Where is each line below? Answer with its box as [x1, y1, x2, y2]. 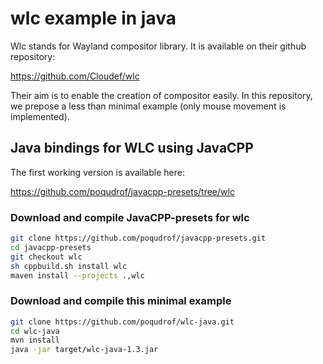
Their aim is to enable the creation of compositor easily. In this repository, [10, 89, 313, 101]
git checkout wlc [10, 252, 83, 262]
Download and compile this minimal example [10, 294, 232, 308]
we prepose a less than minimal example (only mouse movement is [10, 100, 287, 112]
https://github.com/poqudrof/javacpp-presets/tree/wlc [10, 185, 235, 197]
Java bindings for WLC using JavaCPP [10, 140, 254, 157]
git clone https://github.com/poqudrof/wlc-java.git [10, 317, 235, 327]
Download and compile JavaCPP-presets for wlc [10, 210, 250, 224]
